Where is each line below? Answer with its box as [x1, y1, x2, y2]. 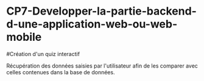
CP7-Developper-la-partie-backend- [6, 4, 197, 18]
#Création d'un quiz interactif [6, 50, 80, 57]
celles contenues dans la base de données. [6, 68, 115, 76]
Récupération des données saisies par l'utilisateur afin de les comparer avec [6, 62, 198, 69]
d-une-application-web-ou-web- [6, 17, 178, 31]
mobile [6, 30, 42, 44]
